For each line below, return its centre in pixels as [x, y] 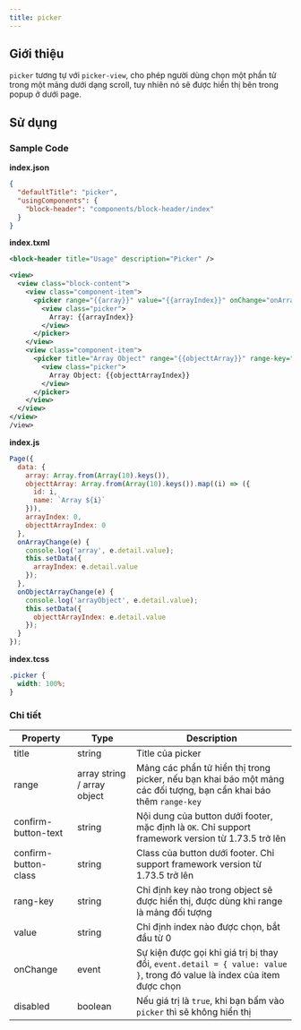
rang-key [34, 901]
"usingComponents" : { [58, 201]
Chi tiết [26, 715]
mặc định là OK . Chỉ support [193, 827]
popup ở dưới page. [46, 94]
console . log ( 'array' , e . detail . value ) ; [100, 550]
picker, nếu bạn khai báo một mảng [210, 778]
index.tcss [30, 659]
